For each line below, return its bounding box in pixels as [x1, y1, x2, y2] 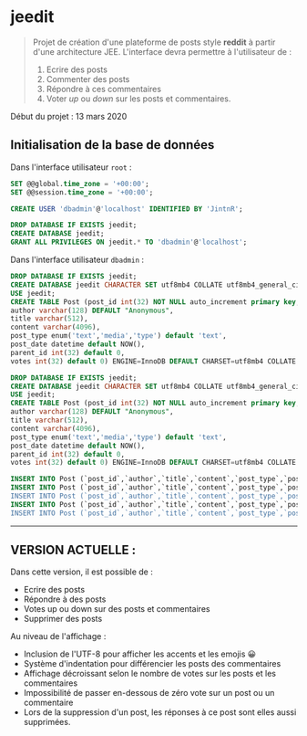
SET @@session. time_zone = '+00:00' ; [10, 187, 154, 197]
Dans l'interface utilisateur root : [10, 162, 132, 173]
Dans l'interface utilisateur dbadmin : [10, 254, 145, 265]
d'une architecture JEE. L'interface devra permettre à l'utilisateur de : [32, 46, 292, 57]
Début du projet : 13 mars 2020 [10, 110, 128, 121]
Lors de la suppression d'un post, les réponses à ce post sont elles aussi [23, 707, 297, 718]
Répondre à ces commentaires [46, 83, 162, 94]
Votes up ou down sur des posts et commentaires [23, 604, 210, 615]
